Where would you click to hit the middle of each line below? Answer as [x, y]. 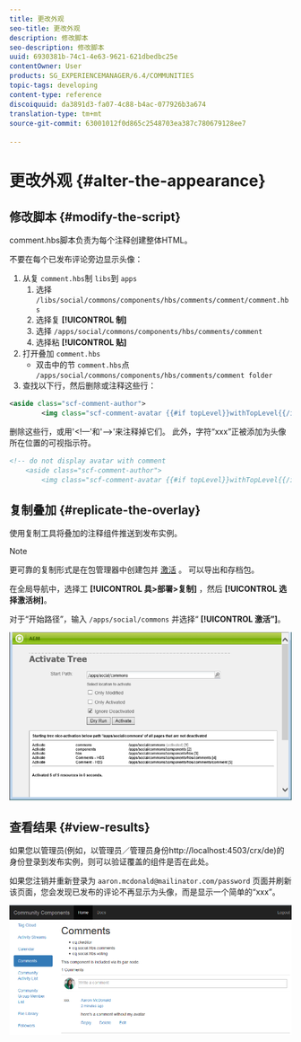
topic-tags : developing [54, 85]
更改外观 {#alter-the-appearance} [138, 181]
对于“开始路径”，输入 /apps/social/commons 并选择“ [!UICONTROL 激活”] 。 [147, 619]
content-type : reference [56, 94]
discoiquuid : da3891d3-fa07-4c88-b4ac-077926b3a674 [107, 104]
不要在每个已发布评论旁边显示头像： [76, 260]
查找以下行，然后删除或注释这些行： [89, 385]
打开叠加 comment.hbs [61, 354]
